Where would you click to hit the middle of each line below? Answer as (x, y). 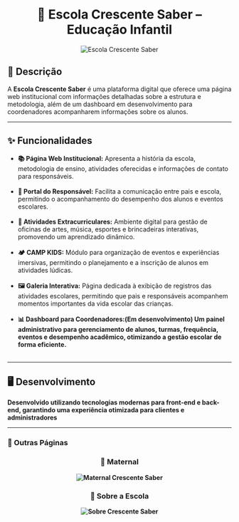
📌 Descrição (35, 72)
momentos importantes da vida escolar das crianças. (95, 303)
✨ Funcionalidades (50, 141)
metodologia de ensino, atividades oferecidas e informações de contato (123, 168)
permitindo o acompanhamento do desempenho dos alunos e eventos (121, 199)
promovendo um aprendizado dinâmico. (76, 236)
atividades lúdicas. (45, 270)
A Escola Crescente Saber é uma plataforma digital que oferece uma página (119, 89)
